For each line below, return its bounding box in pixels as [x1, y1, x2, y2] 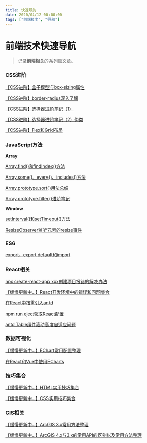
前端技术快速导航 [5, 40, 77, 52]
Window [5, 205, 24, 211]
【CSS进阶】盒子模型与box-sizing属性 [5, 84, 85, 90]
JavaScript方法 [5, 141, 43, 148]
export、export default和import [5, 252, 71, 258]
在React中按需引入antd [5, 299, 53, 306]
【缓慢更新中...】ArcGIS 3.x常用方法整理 [5, 422, 89, 428]
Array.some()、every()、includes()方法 [5, 174, 86, 180]
